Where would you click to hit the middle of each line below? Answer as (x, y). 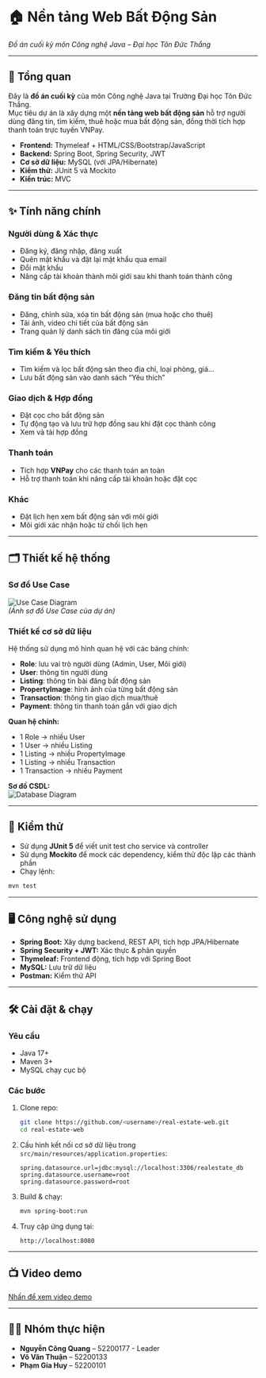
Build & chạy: (41, 1197)
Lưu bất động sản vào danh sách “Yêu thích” (92, 378)
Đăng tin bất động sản (51, 297)
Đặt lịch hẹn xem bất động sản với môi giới (89, 516)
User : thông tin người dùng (64, 672)
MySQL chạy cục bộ (53, 1070)
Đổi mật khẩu (41, 268)
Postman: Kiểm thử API (58, 976)
